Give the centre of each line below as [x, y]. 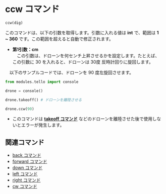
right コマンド [26, 180]
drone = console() [24, 91]
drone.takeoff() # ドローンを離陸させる [44, 100]
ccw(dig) [14, 23]
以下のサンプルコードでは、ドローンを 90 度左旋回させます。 [71, 72]
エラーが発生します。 [43, 125]
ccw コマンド [32, 9]
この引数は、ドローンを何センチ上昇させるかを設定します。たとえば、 [88, 55]
